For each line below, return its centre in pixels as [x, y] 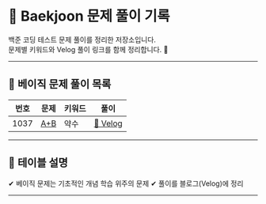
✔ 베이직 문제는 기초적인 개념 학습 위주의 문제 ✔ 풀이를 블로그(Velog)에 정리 [126, 183]
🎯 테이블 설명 [38, 163]
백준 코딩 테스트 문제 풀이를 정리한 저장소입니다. [82, 40]
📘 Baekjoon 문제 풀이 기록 [89, 16]
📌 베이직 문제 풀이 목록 [60, 84]
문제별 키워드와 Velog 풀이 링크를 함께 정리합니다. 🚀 [88, 49]
